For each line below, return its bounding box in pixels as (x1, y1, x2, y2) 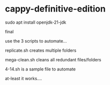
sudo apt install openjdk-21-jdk (5, 19, 67, 25)
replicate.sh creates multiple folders (5, 47, 77, 53)
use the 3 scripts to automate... (5, 38, 67, 44)
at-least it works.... (5, 75, 42, 81)
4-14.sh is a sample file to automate (5, 66, 76, 72)
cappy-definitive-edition (5, 3, 106, 14)
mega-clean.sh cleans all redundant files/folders (5, 57, 101, 62)
